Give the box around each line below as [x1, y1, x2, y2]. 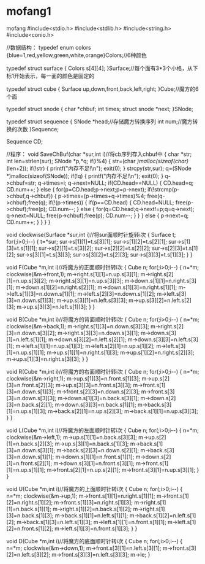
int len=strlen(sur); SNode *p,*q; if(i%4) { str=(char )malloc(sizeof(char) [6, 157, 188, 164]
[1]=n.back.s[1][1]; [6, 505, 52, 512]
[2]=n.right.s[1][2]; [6, 498, 53, 506]
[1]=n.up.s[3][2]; [6, 277, 48, 284]
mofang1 [6, 4, 51, 18]
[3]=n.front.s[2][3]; [6, 381, 55, 388]
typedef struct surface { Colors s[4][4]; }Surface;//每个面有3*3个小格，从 [6, 64, 193, 72]
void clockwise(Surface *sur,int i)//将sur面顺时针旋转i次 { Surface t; [6, 231, 176, 238]
